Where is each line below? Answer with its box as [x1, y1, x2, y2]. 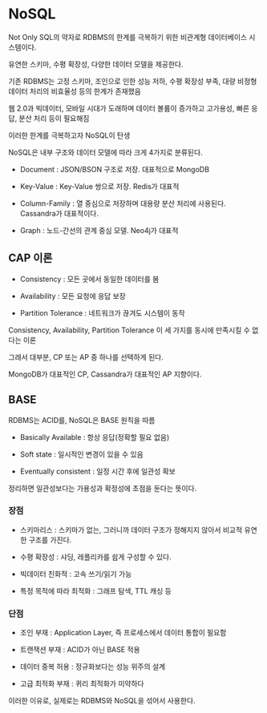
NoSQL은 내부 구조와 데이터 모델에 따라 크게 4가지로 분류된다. [8, 147, 203, 157]
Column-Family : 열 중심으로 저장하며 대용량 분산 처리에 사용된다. [19, 198, 226, 208]
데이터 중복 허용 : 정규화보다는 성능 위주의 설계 [19, 662, 166, 671]
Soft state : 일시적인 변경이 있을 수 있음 [19, 449, 144, 459]
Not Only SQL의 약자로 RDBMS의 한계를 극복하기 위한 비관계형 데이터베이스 [8, 32, 247, 42]
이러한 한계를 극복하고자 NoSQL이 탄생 [8, 130, 131, 140]
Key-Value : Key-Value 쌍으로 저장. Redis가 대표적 [19, 181, 180, 191]
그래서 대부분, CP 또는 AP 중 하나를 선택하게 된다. [8, 352, 164, 361]
